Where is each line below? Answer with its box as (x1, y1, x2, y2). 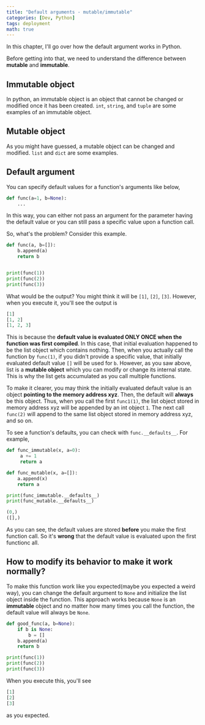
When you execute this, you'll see (6, 677, 92, 684)
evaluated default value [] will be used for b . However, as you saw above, (6, 360, 192, 367)
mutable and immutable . (6, 61, 70, 69)
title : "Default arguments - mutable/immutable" (6, 9, 133, 15)
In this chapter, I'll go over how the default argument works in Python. (6, 43, 182, 50)
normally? (6, 566, 46, 577)
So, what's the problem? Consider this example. (6, 230, 127, 238)
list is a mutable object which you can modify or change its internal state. (6, 366, 192, 373)
